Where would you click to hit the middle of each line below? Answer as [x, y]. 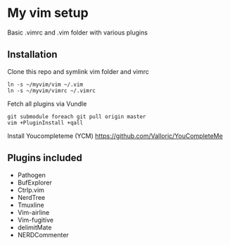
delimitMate [34, 227]
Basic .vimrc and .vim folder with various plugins [77, 32]
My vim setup [48, 13]
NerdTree [31, 197]
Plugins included [45, 158]
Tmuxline [31, 205]
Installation [32, 55]
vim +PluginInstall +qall [45, 122]
